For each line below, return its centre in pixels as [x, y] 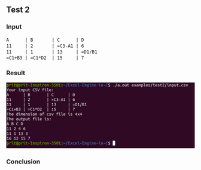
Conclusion [23, 162]
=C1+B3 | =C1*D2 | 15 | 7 [45, 58]
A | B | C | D [45, 40]
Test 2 [18, 10]
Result [16, 73]
